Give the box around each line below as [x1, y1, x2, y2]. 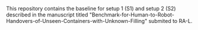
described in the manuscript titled [6, 11, 89, 18]
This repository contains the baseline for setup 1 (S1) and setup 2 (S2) [6, 5, 176, 12]
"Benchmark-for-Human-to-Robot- [89, 11, 174, 18]
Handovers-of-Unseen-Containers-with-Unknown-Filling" [6, 18, 148, 24]
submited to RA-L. [148, 18, 193, 24]
